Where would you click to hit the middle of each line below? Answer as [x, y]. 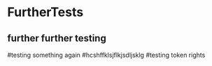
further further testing [57, 38]
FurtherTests [45, 12]
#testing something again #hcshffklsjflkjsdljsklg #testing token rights [106, 55]
